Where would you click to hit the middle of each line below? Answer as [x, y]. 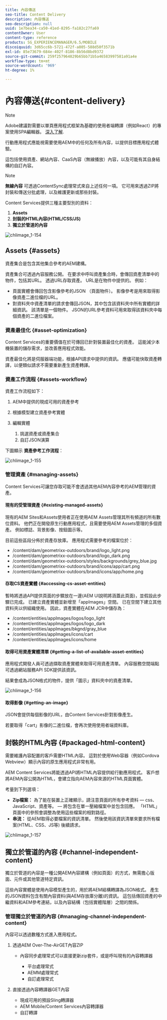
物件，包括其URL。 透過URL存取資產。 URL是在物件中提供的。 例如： [77, 280]
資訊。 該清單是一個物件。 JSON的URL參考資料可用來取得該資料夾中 [87, 310]
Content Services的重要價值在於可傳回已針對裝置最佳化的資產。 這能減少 [80, 342]
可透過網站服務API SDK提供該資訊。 [42, 670]
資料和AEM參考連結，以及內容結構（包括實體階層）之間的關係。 [75, 902]
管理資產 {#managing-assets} [42, 474]
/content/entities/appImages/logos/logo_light [59, 618]
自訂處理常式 [40, 979]
